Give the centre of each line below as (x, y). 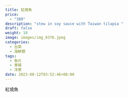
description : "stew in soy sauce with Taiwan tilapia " (64, 24)
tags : (11, 56)
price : (12, 14)
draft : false (19, 28)
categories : (17, 42)
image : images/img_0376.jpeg (35, 38)
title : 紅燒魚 (19, 10)
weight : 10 (16, 33)
